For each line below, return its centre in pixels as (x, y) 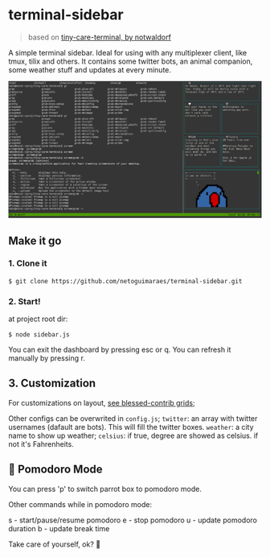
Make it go (35, 240)
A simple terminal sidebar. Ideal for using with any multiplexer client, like (128, 52)
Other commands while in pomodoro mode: (80, 504)
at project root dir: (38, 319)
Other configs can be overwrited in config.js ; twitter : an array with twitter (133, 418)
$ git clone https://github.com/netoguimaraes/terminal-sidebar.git (125, 281)
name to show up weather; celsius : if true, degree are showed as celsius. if (133, 435)
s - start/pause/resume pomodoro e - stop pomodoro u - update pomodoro (133, 520)
